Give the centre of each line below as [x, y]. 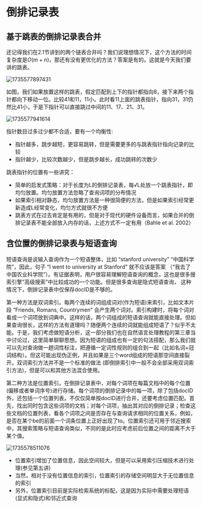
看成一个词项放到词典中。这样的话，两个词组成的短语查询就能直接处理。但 [98, 317]
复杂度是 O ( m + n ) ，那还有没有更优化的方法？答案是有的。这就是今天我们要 [99, 60]
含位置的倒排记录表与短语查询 [62, 244]
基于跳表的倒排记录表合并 [54, 37]
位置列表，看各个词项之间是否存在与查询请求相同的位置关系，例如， [111, 413]
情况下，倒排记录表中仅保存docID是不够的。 [61, 289]
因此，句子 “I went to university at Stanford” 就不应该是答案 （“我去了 [105, 267]
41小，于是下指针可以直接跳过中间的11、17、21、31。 [82, 107]
